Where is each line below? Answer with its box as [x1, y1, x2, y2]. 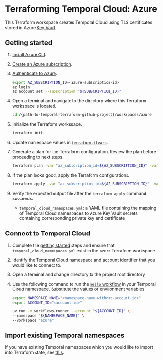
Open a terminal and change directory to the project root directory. [12, 271, 146, 277]
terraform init [12, 130, 43, 136]
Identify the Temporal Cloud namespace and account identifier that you [12, 257, 156, 263]
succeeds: [12, 196, 33, 201]
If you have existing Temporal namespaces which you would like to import [5, 344, 153, 350]
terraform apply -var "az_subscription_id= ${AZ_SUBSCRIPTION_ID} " [12, 181, 150, 186]
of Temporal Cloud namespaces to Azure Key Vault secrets [19, 210, 138, 216]
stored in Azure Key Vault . [5, 24, 57, 30]
